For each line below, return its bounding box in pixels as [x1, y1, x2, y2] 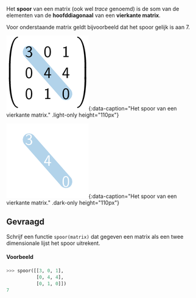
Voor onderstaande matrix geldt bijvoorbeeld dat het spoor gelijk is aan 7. [6, 24, 191, 31]
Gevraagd [6, 217, 44, 227]
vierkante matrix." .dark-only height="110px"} [6, 199, 120, 206]
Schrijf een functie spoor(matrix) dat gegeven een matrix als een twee [6, 233, 184, 240]
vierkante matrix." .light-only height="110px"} [6, 111, 119, 118]
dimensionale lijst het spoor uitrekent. [6, 239, 100, 247]
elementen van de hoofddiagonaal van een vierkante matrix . [6, 12, 161, 19]
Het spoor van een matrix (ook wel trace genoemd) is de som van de [6, 5, 180, 12]
